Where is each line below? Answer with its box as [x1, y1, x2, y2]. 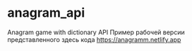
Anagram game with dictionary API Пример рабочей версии [7, 28, 185, 36]
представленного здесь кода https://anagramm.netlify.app [7, 35, 181, 43]
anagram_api [7, 5, 85, 21]
